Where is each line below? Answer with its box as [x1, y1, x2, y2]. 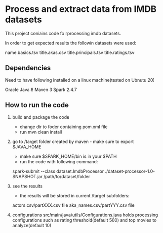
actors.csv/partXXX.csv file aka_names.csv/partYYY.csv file [12, 202, 135, 208]
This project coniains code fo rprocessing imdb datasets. [5, 30, 121, 36]
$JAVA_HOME [12, 143, 41, 149]
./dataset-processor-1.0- [105, 168, 155, 174]
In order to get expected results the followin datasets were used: [5, 40, 137, 46]
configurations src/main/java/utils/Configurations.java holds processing [12, 212, 158, 218]
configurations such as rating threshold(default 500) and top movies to [12, 217, 157, 223]
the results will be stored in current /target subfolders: [19, 192, 130, 198]
